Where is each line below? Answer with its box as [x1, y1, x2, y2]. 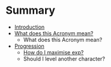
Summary [5, 4, 55, 17]
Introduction [14, 23, 45, 31]
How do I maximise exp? [23, 48, 84, 56]
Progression [14, 42, 44, 50]
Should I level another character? [23, 55, 106, 62]
